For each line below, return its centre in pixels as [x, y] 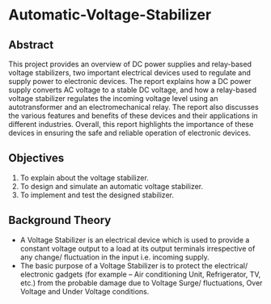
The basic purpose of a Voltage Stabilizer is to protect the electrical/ [134, 265]
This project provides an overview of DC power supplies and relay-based [130, 64]
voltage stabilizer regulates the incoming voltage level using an [113, 98]
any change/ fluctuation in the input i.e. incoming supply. [115, 257]
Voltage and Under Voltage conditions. [85, 291]
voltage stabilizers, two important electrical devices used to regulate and [129, 73]
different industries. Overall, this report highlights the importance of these [131, 124]
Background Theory [60, 220]
